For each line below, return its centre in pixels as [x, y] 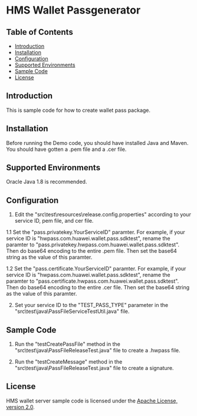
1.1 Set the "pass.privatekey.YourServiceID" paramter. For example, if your [96, 232]
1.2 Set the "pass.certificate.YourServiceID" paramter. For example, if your [96, 269]
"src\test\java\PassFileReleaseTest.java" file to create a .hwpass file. [97, 351]
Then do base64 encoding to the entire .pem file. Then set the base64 [91, 251]
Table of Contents [40, 32]
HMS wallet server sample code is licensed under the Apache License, [92, 401]
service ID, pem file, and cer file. [54, 221]
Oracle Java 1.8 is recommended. [47, 182]
